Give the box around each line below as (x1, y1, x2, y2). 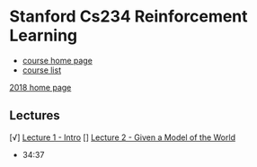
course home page (22, 55, 93, 66)
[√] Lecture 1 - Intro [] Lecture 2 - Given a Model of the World (9, 132, 236, 143)
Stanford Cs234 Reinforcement (9, 6, 249, 27)
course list (22, 65, 61, 75)
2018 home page (9, 82, 72, 92)
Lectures (9, 108, 60, 123)
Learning (9, 25, 78, 46)
